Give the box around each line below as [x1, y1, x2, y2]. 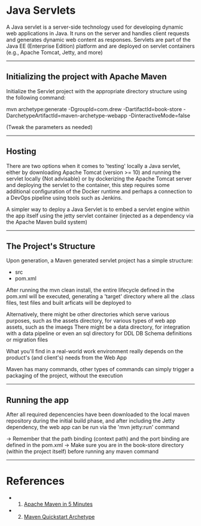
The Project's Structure [6, 241, 96, 251]
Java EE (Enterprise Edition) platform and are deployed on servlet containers [6, 42, 195, 50]
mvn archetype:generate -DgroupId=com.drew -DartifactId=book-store [6, 105, 182, 112]
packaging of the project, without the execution [6, 372, 123, 380]
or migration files [6, 336, 48, 344]
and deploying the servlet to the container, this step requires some [6, 181, 170, 188]
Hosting [6, 146, 37, 157]
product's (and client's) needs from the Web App [6, 354, 127, 362]
